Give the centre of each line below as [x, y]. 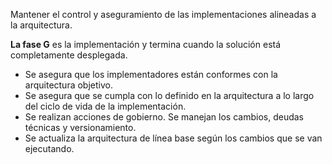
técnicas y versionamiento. [80, 127]
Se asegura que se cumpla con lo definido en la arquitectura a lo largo [169, 95]
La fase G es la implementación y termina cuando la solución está [146, 44]
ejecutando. [49, 148]
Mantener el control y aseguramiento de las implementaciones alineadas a [163, 14]
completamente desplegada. [69, 55]
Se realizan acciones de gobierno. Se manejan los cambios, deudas [164, 117]
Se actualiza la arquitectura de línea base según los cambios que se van [173, 138]
